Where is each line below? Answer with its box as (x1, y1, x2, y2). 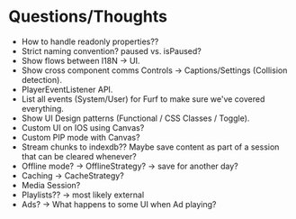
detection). (21, 74, 62, 85)
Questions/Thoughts (8, 6, 168, 27)
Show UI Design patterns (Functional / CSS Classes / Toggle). (21, 113, 250, 123)
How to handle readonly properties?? (21, 36, 159, 47)
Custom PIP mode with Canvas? (21, 132, 140, 142)
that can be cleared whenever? (21, 151, 137, 161)
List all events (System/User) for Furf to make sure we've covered (21, 93, 265, 105)
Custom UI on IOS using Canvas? (21, 122, 145, 132)
